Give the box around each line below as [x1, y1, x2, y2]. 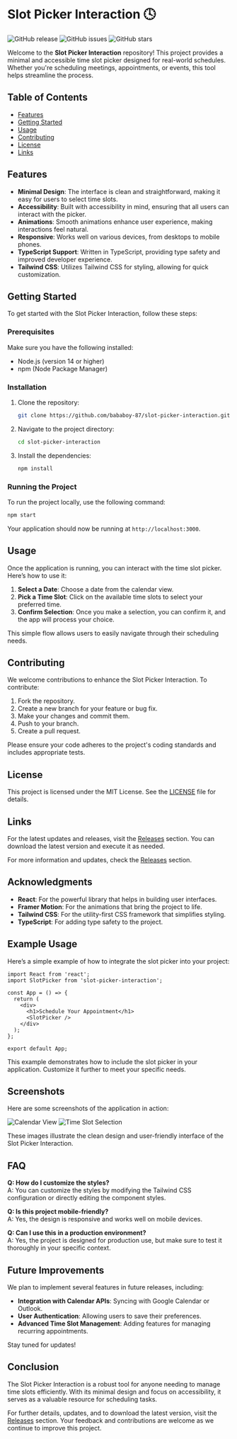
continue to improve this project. [7, 1423, 102, 1432]
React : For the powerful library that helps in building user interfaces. [17, 895, 217, 903]
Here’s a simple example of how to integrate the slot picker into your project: [7, 956, 230, 965]
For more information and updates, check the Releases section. [7, 856, 192, 864]
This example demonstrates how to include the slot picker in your [7, 1057, 198, 1066]
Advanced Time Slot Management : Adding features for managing [17, 1319, 211, 1328]
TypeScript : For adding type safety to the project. [17, 918, 163, 926]
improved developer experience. [17, 255, 113, 264]
